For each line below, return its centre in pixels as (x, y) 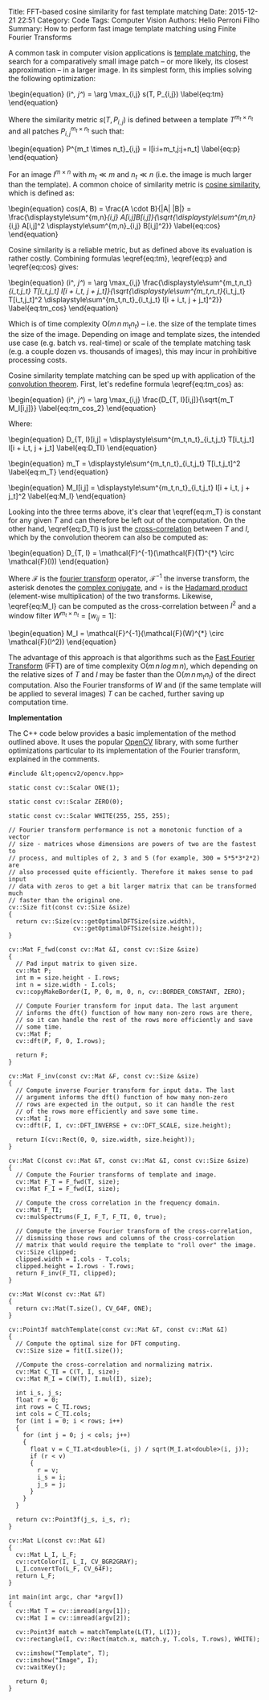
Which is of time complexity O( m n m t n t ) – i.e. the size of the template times (132, 325)
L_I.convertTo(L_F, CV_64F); (64, 1569)
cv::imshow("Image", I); (57, 1660)
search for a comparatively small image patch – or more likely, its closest (128, 61)
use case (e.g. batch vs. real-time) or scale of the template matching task (130, 343)
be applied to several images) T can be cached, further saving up (116, 693)
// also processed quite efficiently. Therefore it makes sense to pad (130, 872)
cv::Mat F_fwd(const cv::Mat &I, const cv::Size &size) (104, 949)
